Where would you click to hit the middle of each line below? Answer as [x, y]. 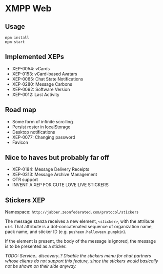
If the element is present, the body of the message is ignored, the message [81, 241]
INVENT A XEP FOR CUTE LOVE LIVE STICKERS [60, 185]
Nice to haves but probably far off [57, 158]
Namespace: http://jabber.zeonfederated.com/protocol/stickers [72, 212]
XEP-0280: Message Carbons [42, 84]
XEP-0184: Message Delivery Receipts [51, 169]
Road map [21, 110]
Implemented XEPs [35, 57]
